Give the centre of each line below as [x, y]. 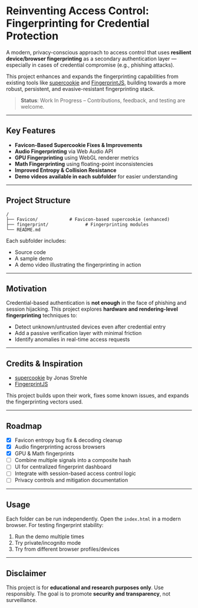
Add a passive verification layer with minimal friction [78, 333]
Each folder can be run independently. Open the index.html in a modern [93, 519]
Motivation [27, 289]
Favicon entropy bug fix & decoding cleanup [68, 440]
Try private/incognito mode [48, 543]
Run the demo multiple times [49, 537]
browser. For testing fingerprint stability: [55, 525]
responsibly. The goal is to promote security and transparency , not [88, 594]
